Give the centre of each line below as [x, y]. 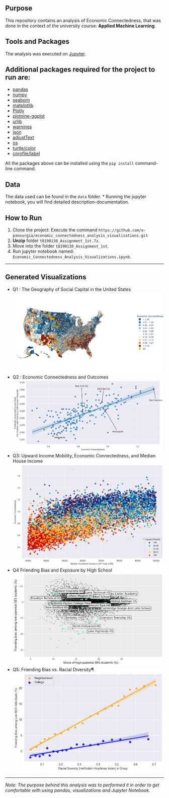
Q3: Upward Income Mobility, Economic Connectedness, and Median [84, 455]
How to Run [24, 218]
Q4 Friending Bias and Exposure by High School [62, 570]
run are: [18, 77]
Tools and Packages [37, 42]
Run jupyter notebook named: [43, 252]
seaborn [21, 100]
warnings [22, 127]
